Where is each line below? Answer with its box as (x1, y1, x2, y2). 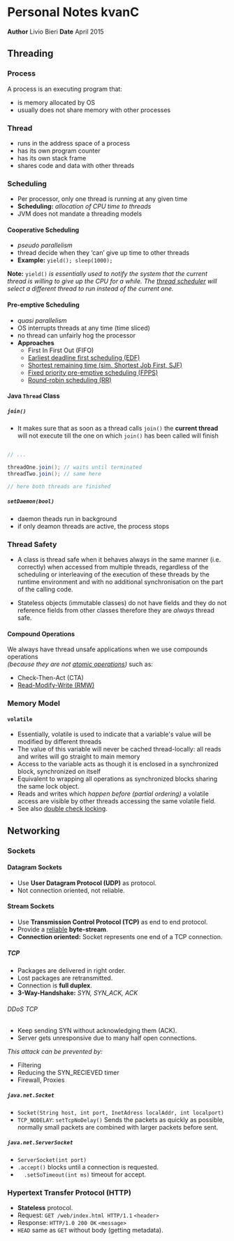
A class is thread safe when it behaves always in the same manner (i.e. (17, 555, 221, 564)
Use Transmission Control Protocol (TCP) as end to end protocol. (17, 918, 208, 926)
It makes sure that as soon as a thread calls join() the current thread (17, 424, 219, 433)
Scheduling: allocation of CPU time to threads (17, 202, 152, 211)
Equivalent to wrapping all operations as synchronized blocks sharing (17, 775, 218, 783)
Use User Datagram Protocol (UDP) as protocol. (17, 878, 157, 887)
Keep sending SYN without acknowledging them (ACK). (17, 1027, 177, 1035)
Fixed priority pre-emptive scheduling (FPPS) (27, 368, 159, 377)
